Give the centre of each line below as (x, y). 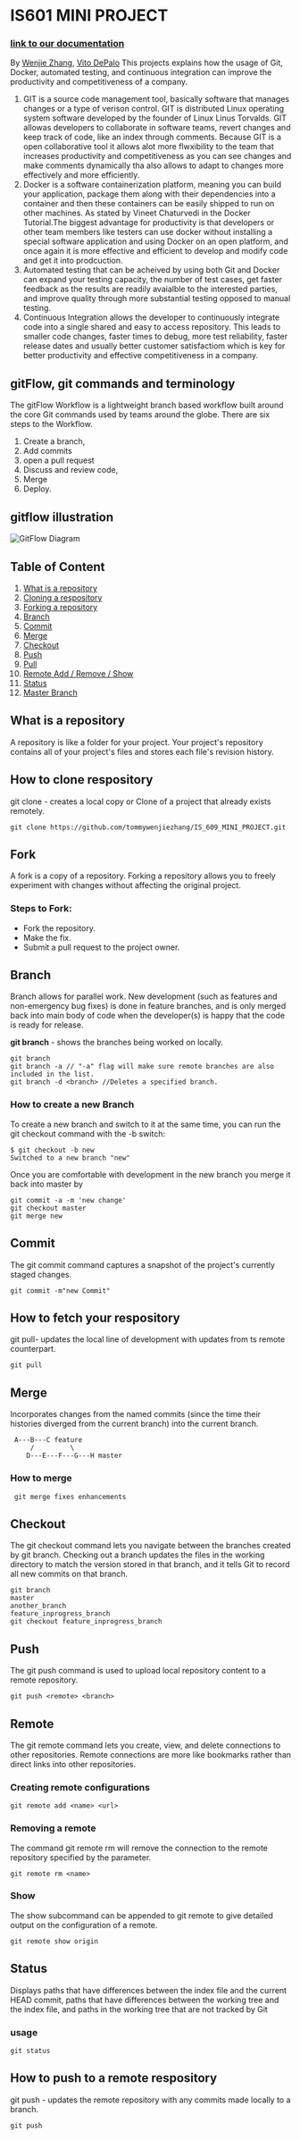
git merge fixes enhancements (70, 1497)
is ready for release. (47, 1025)
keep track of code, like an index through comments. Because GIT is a (152, 137)
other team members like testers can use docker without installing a (148, 232)
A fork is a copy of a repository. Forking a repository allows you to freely (143, 876)
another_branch (38, 1606)
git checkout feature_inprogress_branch (87, 1622)
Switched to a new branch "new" (70, 1158)
